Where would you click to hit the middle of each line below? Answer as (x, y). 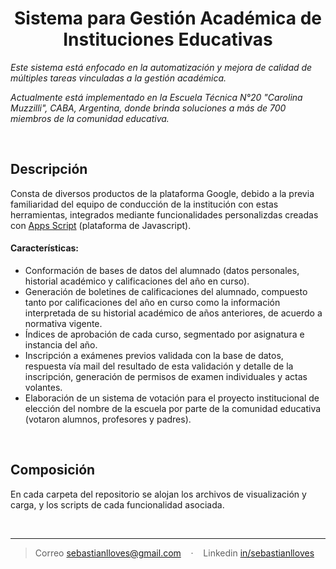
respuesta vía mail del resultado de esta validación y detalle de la (159, 366)
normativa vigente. (63, 323)
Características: (45, 248)
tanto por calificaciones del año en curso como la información (152, 302)
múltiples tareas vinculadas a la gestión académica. (118, 78)
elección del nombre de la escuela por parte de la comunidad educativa (173, 408)
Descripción (49, 169)
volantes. (43, 387)
